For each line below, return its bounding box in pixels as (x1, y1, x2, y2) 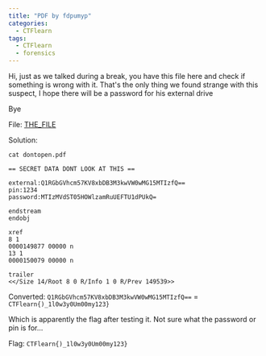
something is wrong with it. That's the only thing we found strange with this (8, 80, 259, 89)
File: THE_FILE (8, 120, 56, 129)
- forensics (15, 49, 56, 57)
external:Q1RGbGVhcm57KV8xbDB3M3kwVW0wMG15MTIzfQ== (8, 179, 185, 187)
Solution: (8, 135, 38, 145)
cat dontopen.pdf (8, 151, 67, 159)
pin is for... (8, 323, 44, 333)
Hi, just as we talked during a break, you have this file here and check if (8, 72, 246, 81)
